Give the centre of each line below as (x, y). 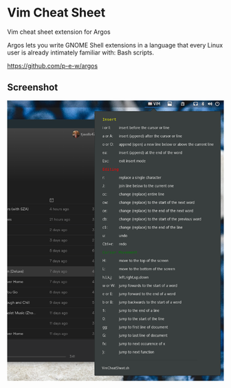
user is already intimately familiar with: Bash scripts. (81, 52)
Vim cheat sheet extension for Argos (59, 32)
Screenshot (33, 88)
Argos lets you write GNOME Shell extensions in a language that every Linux (115, 45)
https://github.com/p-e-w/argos (53, 65)
